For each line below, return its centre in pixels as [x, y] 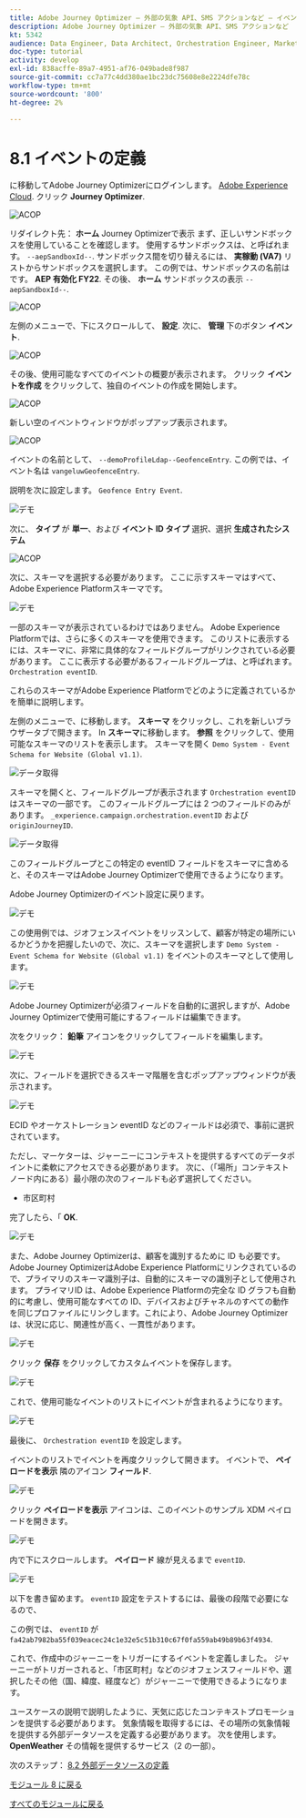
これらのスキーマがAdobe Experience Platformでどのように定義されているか [153, 691]
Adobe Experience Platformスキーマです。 [89, 589]
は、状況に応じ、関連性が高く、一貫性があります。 [105, 1325]
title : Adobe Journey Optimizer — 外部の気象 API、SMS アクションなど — [141, 18]
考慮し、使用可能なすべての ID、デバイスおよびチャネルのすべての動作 [157, 1302]
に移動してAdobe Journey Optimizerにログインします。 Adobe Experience [149, 185]
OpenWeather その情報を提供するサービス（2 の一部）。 [115, 1746]
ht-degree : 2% [36, 102]
